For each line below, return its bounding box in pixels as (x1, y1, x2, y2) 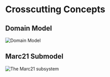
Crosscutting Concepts (5, 4, 105, 15)
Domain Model (5, 24, 52, 33)
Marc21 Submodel (5, 52, 63, 61)
